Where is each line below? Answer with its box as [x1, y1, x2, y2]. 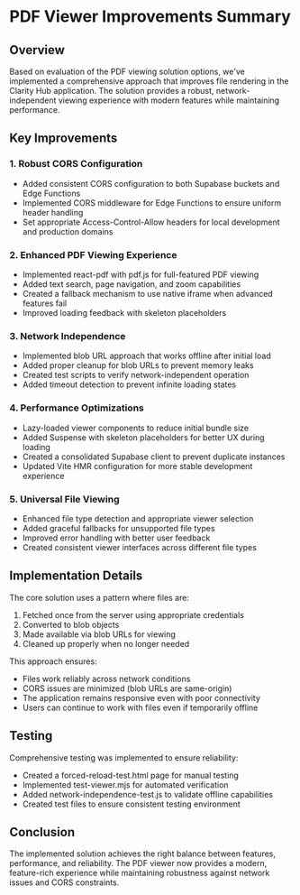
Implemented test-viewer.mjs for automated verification [22, 779, 229, 790]
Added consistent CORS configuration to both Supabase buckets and [22, 178, 280, 189]
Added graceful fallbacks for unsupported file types [22, 522, 215, 533]
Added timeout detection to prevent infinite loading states [22, 379, 237, 390]
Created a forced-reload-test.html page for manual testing [22, 770, 239, 780]
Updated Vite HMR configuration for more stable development [22, 460, 253, 471]
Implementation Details [9, 568, 143, 584]
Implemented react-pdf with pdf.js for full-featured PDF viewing [22, 269, 259, 280]
